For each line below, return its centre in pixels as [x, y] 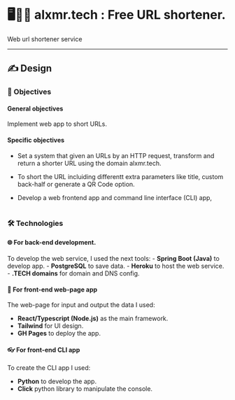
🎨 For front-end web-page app [52, 290]
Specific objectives [36, 140]
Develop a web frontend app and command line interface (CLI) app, [114, 197]
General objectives [35, 108]
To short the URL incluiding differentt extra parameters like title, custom [120, 176]
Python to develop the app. [57, 381]
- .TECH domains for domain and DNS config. [73, 273]
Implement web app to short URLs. [57, 124]
